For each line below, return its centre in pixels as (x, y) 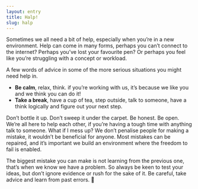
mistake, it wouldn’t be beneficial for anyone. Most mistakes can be (88, 137)
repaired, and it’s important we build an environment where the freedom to (97, 143)
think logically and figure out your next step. (68, 107)
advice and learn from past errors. (48, 180)
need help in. (22, 76)
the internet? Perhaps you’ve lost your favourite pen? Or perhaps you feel (96, 52)
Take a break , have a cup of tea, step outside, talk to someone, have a (100, 100)
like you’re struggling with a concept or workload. (67, 58)
